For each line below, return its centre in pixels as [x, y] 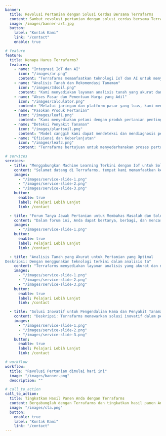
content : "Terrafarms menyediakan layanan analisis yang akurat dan [86, 266]
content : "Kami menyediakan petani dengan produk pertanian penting [90, 120]
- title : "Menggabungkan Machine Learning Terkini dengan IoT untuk [82, 165]
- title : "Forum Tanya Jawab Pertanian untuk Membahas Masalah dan [81, 216]
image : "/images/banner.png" [40, 376]
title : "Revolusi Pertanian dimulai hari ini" [58, 371]
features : [20, 65]
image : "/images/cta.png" [36, 408]
